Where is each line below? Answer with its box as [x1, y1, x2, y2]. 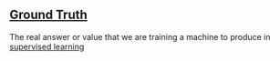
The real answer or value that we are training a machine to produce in [9, 31, 271, 42]
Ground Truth [9, 7, 88, 23]
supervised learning [9, 41, 85, 52]
